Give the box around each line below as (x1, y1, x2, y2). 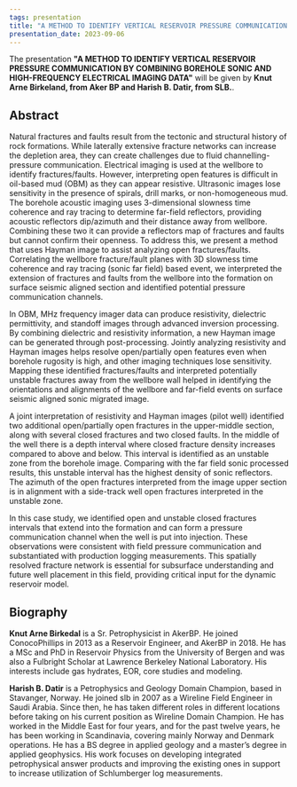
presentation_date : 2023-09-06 (9, 29, 125, 38)
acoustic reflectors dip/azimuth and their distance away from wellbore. (9, 216, 268, 227)
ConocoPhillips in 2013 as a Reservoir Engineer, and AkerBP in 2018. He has (9, 638, 286, 648)
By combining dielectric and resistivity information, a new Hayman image (9, 327, 276, 338)
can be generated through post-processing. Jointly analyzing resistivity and (9, 337, 286, 348)
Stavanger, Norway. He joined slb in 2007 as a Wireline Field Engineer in (9, 693, 273, 703)
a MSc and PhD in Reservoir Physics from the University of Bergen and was (9, 647, 285, 657)
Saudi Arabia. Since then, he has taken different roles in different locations (9, 702, 281, 712)
